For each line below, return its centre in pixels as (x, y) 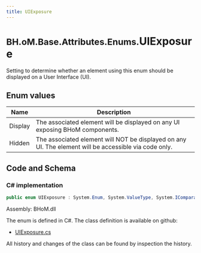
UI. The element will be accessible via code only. (104, 147)
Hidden (19, 143)
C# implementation (35, 185)
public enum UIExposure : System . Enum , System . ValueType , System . (91, 198)
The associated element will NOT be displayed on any (111, 140)
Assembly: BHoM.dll (31, 209)
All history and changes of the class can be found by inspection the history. (99, 243)
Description (114, 112)
